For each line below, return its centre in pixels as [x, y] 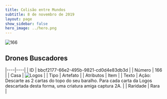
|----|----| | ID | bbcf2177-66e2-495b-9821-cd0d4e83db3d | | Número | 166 [84, 70]
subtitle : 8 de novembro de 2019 [40, 14]
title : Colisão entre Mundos [35, 10]
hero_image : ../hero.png [31, 28]
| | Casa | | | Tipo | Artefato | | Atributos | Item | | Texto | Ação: [78, 75]
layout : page [19, 19]
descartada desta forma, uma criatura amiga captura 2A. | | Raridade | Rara [83, 86]
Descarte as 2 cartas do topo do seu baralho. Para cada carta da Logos [79, 81]
